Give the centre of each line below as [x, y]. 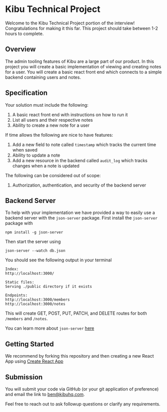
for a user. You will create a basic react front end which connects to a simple [83, 72]
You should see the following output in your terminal [58, 260]
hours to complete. [24, 33]
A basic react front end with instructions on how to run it [70, 114]
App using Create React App [34, 361]
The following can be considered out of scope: [53, 175]
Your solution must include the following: [47, 105]
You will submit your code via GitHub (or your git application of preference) [82, 389]
